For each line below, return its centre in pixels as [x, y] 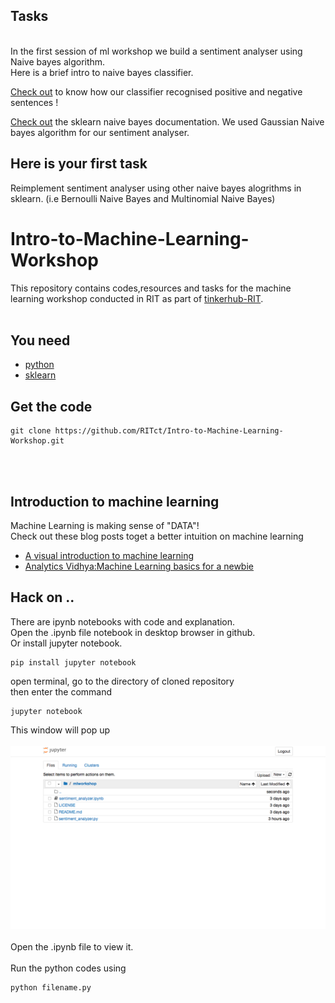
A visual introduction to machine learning [109, 555]
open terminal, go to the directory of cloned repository [122, 681]
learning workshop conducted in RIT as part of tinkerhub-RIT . [137, 298]
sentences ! [34, 102]
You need [40, 340]
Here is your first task [79, 164]
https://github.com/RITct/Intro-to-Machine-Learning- [169, 431]
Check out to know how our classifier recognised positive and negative [156, 91]
